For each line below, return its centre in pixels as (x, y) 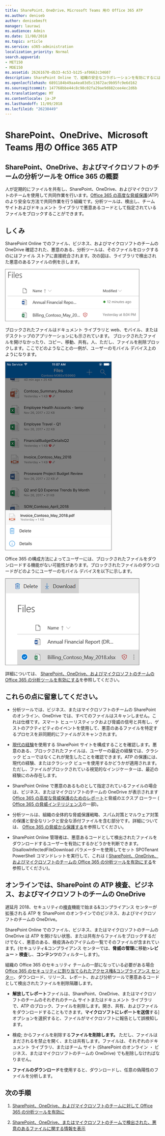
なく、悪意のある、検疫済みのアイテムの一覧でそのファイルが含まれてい (86, 942)
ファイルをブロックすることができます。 (46, 214)
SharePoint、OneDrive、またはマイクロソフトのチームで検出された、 (82, 1122)
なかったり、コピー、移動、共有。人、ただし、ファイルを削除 (84, 342)
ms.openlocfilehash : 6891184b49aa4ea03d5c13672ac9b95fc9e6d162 (71, 83)
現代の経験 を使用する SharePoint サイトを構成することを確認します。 (82, 744)
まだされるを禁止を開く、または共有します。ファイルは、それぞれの (81, 1041)
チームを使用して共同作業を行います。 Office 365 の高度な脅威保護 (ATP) (86, 195)
